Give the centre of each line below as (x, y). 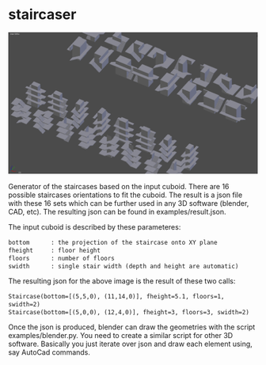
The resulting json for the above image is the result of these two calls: (122, 281)
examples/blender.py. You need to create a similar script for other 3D (121, 335)
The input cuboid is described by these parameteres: (95, 226)
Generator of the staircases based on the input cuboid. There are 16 (119, 186)
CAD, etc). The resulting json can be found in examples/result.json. (118, 211)
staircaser (42, 15)
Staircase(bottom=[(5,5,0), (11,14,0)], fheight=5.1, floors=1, (116, 296)
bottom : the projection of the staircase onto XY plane (113, 242)
